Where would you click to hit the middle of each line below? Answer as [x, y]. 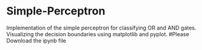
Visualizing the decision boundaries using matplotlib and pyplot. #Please [98, 34]
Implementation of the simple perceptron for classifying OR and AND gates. [102, 28]
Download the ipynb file [36, 40]
